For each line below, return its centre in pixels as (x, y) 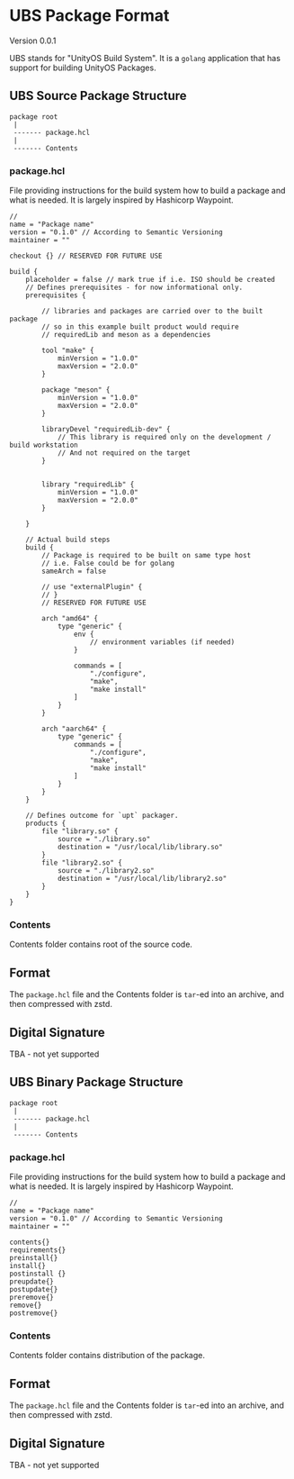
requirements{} (38, 1250)
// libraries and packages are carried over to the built (152, 312)
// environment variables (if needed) (162, 642)
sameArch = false (74, 572)
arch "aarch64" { (74, 729)
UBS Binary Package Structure (97, 1082)
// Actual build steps (68, 540)
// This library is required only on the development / (164, 438)
